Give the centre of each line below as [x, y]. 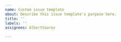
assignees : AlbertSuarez [30, 28]
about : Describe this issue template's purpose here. [61, 14]
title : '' [15, 19]
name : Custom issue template [35, 10]
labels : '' [16, 23]
